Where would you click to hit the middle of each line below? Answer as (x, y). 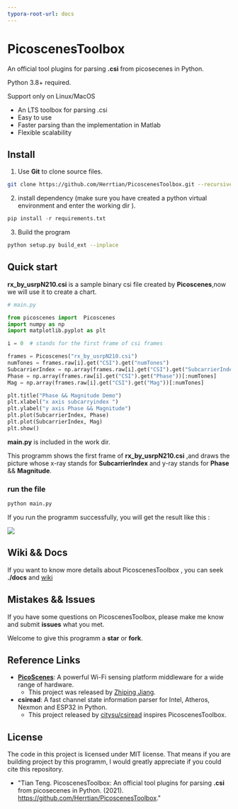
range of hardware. (46, 685)
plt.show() (23, 428)
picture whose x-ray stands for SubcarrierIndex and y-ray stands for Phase (118, 463)
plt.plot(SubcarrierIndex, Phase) (58, 415)
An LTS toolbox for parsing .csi (62, 110)
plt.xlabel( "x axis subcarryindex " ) (63, 402)
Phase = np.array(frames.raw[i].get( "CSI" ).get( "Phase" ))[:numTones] (112, 376)
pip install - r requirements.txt (57, 219)
